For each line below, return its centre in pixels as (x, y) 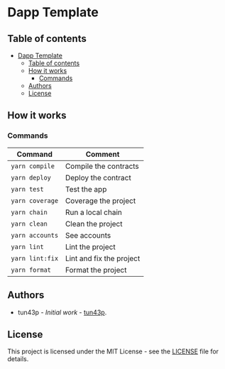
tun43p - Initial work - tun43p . (62, 312)
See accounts (88, 235)
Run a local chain (94, 212)
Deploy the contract (98, 177)
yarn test (27, 189)
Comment (103, 154)
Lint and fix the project (103, 258)
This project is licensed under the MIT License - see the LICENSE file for (113, 351)
